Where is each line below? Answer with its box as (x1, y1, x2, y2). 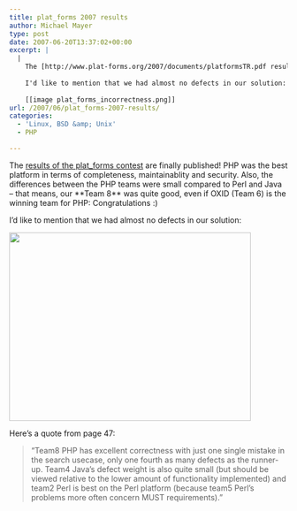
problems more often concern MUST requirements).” (30, 492, 224, 502)
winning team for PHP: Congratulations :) (9, 197, 158, 208)
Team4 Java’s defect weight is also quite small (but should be (44, 463, 270, 474)
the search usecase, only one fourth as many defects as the (30, 454, 250, 465)
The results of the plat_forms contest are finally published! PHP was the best (9, 160, 288, 171)
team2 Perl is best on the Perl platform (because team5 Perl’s (30, 483, 255, 493)
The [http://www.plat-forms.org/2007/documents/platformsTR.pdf (25, 63, 267, 72)
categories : (9, 111, 53, 120)
